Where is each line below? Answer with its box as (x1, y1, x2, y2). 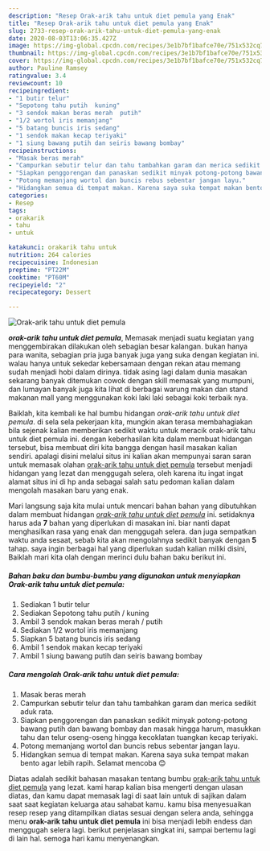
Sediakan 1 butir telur (19, 600, 90, 609)
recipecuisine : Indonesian (8, 258, 99, 266)
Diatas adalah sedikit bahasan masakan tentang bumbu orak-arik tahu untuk (8, 774, 260, 783)
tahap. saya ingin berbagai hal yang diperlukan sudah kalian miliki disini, (8, 544, 247, 554)
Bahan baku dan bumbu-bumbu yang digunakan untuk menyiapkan (8, 571, 241, 580)
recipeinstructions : (8, 147, 78, 155)
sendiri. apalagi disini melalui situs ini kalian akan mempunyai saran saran (8, 452, 252, 461)
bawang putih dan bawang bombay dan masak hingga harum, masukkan (19, 724, 261, 733)
